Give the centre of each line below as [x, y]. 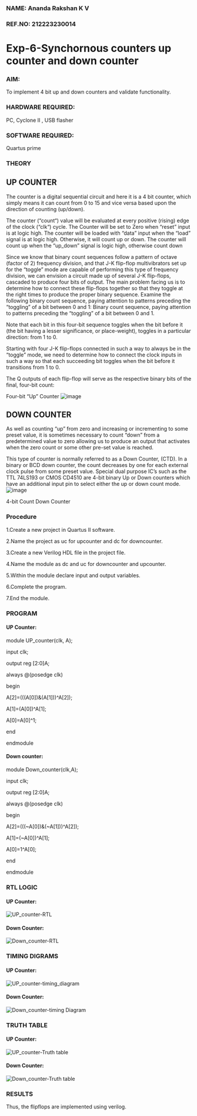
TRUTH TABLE [27, 1025]
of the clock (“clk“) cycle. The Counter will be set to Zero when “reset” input [98, 226]
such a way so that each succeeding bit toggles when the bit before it [91, 361]
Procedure [21, 517]
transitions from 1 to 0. [33, 367]
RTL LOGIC [22, 888]
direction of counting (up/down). [46, 209]
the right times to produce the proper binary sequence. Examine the [88, 294]
